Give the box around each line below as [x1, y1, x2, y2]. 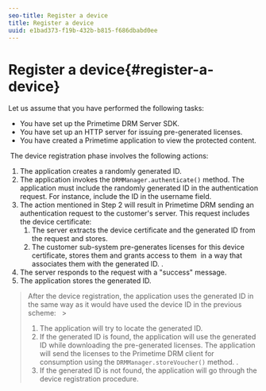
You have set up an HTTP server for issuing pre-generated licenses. [19, 128, 243, 137]
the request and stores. [31, 234, 109, 243]
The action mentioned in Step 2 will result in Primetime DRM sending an [19, 200, 254, 210]
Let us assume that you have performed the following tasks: [8, 104, 205, 113]
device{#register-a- [79, 60, 214, 79]
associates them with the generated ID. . [31, 259, 164, 269]
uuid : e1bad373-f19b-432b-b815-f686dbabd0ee [8, 26, 158, 34]
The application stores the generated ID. [19, 276, 152, 286]
